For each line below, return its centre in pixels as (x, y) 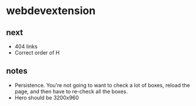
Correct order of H (37, 53)
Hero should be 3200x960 (47, 97)
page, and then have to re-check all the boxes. (71, 91)
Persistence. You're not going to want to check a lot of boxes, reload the (102, 85)
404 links (26, 46)
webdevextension (51, 11)
